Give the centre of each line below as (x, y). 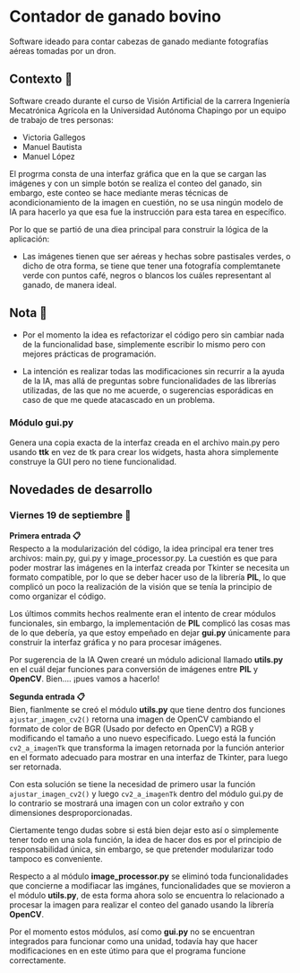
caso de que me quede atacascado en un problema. (118, 399)
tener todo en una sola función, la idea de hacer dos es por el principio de (146, 839)
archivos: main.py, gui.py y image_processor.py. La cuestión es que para (143, 557)
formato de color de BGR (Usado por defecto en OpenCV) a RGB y (132, 728)
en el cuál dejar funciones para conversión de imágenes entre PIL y (133, 669)
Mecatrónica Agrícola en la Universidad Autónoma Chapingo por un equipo (148, 110)
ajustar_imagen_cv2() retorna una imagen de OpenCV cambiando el (135, 719)
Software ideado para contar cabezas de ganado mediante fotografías (139, 41)
